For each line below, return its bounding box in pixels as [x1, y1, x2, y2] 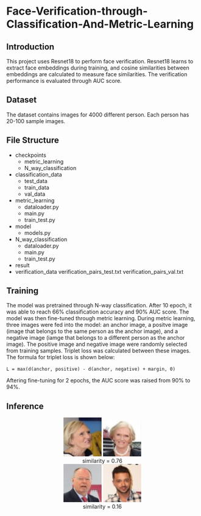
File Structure [6, 135, 59, 146]
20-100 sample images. [6, 117, 66, 124]
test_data [24, 177, 48, 184]
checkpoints [15, 151, 47, 159]
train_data [24, 184, 50, 191]
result [15, 261, 30, 269]
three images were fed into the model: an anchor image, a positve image [6, 321, 188, 329]
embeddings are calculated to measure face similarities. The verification [6, 71, 188, 77]
